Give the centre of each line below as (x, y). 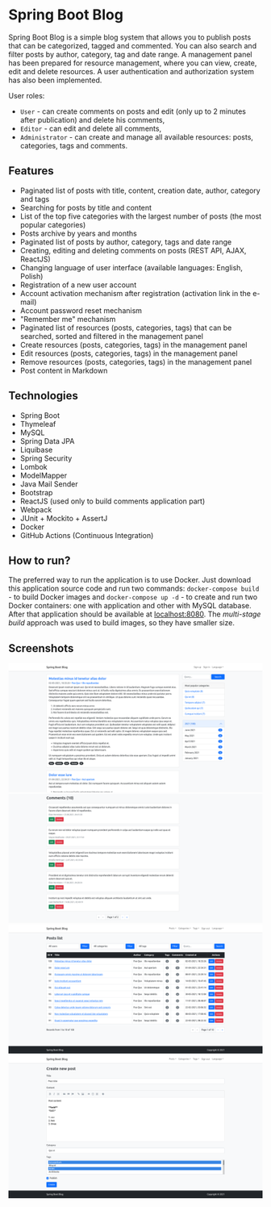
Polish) (31, 276)
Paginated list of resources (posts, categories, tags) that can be (126, 328)
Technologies (44, 396)
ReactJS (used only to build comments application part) (113, 501)
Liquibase (36, 449)
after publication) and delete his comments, (92, 119)
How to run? (40, 560)
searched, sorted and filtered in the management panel (112, 336)
